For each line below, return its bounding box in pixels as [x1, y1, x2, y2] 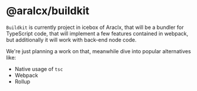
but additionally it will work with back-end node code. [6, 36, 137, 43]
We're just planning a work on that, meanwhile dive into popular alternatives [6, 47, 191, 54]
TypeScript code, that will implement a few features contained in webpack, [6, 30, 189, 37]
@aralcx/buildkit [6, 4, 90, 18]
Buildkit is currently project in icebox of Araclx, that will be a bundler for [6, 24, 184, 31]
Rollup [14, 78, 31, 85]
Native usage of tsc [14, 65, 63, 72]
